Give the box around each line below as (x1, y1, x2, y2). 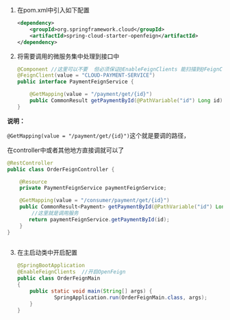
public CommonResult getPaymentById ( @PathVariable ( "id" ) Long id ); (29, 97, 226, 104)
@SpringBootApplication (16, 262, 86, 269)
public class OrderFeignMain (16, 275, 101, 282)
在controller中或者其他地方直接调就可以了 (7, 146, 125, 154)
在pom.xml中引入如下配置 (16, 6, 90, 14)
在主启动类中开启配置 (16, 249, 77, 257)
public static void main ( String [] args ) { (29, 287, 153, 295)
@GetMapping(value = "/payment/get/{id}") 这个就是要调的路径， (7, 131, 190, 139)
